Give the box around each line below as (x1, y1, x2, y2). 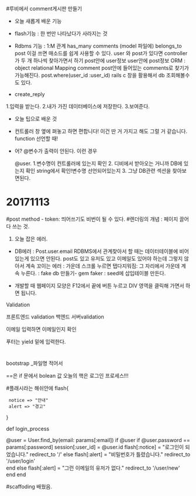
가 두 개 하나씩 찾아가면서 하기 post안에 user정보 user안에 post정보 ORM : (14, 57, 186, 64)
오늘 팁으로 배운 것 (14, 115, 57, 122)
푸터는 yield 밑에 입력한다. (6, 338, 66, 345)
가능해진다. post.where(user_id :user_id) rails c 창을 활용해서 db (14, 72, 165, 78)
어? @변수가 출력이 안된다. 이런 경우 (14, 148, 98, 154)
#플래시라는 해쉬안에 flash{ (6, 385, 69, 392)
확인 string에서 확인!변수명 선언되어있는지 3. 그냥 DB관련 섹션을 (25, 167, 171, 174)
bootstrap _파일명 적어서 (6, 360, 63, 367)
